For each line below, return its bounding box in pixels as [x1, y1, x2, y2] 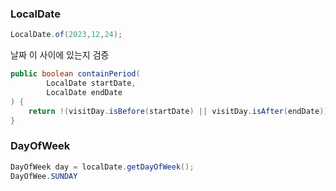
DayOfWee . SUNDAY [10, 171, 78, 181]
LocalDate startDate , [46, 78, 137, 89]
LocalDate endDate [46, 87, 123, 97]
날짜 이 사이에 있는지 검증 [10, 49, 110, 61]
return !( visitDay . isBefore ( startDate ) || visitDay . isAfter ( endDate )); [28, 106, 333, 116]
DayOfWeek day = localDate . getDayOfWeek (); [10, 162, 195, 172]
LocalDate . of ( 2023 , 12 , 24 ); [10, 30, 123, 40]
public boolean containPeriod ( [10, 69, 141, 79]
